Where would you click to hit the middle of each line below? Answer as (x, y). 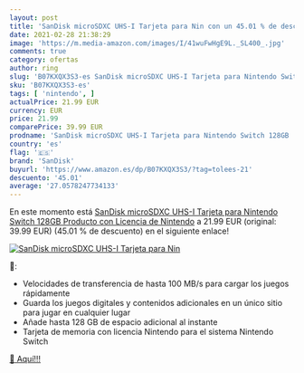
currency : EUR (36, 110)
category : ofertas (44, 60)
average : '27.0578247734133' (64, 186)
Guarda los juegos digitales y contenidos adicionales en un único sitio (152, 303)
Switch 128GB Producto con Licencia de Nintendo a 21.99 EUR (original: (143, 222)
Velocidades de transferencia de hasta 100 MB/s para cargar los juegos (156, 284)
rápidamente (46, 293)
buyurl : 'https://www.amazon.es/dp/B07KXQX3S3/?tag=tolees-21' (131, 169)
